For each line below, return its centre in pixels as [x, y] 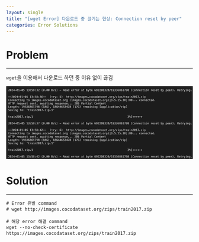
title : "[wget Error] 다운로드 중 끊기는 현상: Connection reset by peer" [94, 19]
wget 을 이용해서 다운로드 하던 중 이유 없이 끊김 [60, 78]
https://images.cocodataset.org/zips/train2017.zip [71, 233]
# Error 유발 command [32, 203]
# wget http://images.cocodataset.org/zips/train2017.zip [79, 209]
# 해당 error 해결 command [37, 221]
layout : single [25, 12]
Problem [27, 55]
